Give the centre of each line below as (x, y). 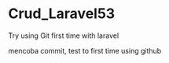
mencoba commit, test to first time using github (85, 50)
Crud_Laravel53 (62, 14)
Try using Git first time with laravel (64, 35)
